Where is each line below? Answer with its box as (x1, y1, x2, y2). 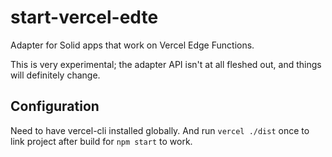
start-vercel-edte (10, 6, 159, 29)
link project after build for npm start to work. (10, 135, 193, 147)
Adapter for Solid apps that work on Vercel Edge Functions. (10, 39, 255, 51)
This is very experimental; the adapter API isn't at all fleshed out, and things (10, 58, 322, 70)
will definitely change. (10, 69, 101, 81)
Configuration (10, 98, 100, 115)
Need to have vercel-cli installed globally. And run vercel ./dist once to (10, 124, 310, 136)
